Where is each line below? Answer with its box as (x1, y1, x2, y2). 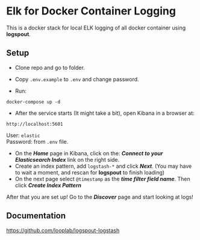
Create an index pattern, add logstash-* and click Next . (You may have (14, 162, 192, 170)
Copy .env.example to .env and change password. (14, 75, 140, 82)
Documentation (6, 211, 66, 221)
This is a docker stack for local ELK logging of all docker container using (6, 24, 186, 31)
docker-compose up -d (6, 99, 61, 105)
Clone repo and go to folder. (14, 64, 86, 71)
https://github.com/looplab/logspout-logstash (6, 227, 120, 234)
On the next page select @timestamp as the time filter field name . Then (14, 175, 191, 182)
